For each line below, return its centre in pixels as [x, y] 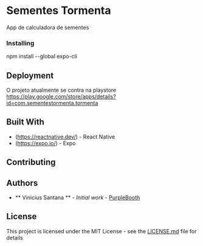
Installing [20, 43]
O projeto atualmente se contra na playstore [61, 90]
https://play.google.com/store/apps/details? [61, 97]
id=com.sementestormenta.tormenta [52, 103]
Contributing [31, 162]
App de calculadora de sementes [48, 27]
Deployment [30, 76]
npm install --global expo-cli [42, 56]
